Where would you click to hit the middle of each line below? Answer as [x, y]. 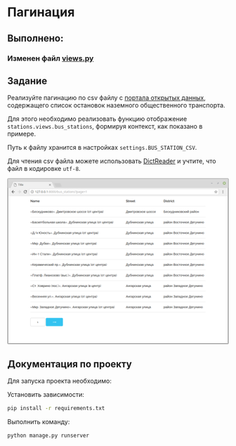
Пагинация [41, 12]
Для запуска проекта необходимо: [60, 381]
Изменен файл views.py [51, 58]
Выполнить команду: [39, 422]
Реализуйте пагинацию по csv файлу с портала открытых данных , [106, 98]
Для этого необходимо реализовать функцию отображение [97, 119]
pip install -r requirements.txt [56, 409]
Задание [27, 81]
